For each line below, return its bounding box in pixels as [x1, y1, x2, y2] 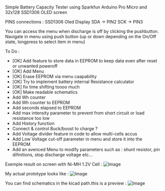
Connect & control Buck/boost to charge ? [12, 126, 98, 132]
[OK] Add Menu [12, 68, 44, 74]
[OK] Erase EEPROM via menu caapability [12, 74, 97, 79]
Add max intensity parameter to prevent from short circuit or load [12, 110, 145, 116]
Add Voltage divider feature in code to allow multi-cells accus [12, 131, 137, 136]
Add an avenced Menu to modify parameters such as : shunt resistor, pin [12, 147, 160, 152]
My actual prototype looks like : [5, 171, 69, 176]
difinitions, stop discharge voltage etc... [12, 152, 93, 158]
